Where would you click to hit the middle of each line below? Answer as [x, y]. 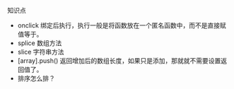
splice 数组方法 [40, 43]
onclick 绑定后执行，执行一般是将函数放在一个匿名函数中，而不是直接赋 [122, 25]
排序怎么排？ [36, 78]
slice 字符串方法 [41, 52]
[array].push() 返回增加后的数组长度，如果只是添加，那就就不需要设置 [119, 61]
